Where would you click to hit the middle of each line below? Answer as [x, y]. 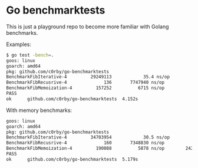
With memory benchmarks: [39, 110]
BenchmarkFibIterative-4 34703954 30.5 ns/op [88, 137]
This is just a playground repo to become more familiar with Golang [88, 27]
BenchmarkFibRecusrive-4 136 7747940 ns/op [85, 83]
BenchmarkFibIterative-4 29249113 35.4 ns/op [88, 77]
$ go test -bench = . [30, 55]
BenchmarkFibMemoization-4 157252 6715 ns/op [85, 88]
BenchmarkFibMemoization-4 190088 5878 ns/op [85, 149]
